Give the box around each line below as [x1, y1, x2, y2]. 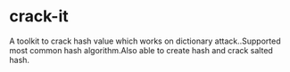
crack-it [9, 6, 69, 27]
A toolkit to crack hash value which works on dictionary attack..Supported [9, 36, 281, 46]
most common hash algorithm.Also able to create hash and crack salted [9, 44, 274, 55]
